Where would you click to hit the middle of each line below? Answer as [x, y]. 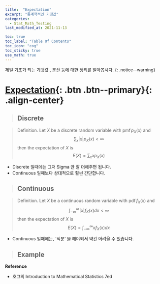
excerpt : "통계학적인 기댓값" [32, 14]
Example [31, 254]
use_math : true [21, 55]
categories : [17, 19]
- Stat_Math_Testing [31, 23]
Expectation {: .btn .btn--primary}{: [79, 90]
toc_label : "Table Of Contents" [38, 42]
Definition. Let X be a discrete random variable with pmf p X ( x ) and [84, 131]
